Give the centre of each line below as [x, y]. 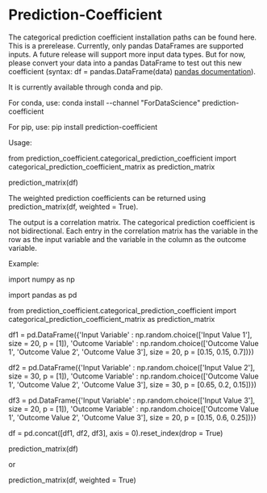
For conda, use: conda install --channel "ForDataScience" [104, 102]
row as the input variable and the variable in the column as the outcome [127, 239]
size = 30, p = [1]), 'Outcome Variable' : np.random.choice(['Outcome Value [134, 376]
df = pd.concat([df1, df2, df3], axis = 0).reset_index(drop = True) [116, 432]
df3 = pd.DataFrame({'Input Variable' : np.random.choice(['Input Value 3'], [132, 400]
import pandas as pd [43, 295]
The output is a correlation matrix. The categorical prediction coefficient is [132, 222]
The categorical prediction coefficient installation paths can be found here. [132, 37]
